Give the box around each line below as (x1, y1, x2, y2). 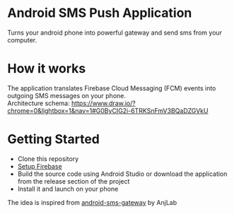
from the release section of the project (17, 177, 130, 185)
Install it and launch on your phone (17, 184, 119, 193)
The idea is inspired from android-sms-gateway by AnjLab (7, 198, 177, 206)
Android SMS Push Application (7, 5, 192, 21)
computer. (7, 35, 37, 44)
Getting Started (7, 131, 100, 148)
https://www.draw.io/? (71, 99, 136, 107)
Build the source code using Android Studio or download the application (17, 170, 228, 178)
